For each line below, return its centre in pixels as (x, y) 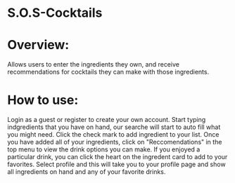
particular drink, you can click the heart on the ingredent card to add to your (118, 157)
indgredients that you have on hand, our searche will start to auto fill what (114, 127)
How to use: (43, 100)
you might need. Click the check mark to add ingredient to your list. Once (113, 135)
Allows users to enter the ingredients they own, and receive (93, 65)
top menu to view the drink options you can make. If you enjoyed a (104, 149)
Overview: (38, 45)
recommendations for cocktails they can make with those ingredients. (108, 72)
